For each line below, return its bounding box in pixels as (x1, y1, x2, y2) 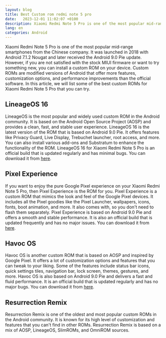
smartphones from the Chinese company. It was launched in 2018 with (5, 49, 149, 55)
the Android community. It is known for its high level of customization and (5, 317, 155, 323)
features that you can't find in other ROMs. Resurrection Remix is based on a (5, 322, 161, 328)
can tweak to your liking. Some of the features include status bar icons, (5, 263, 150, 269)
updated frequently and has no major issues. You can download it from (5, 220, 150, 226)
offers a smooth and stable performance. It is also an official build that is (5, 214, 153, 220)
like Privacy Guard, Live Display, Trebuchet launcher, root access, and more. (5, 134, 161, 140)
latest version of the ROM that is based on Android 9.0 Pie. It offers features (5, 129, 160, 135)
